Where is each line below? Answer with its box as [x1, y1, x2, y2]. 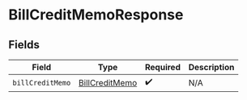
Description [188, 62, 235, 73]
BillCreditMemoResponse [8, 6, 184, 24]
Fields [8, 38, 40, 52]
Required [144, 62, 181, 73]
